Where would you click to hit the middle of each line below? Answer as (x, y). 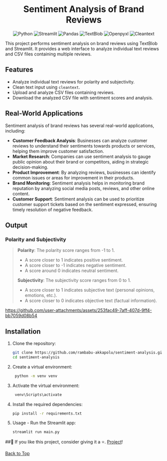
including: (15, 130)
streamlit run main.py (36, 432)
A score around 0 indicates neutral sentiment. (72, 270)
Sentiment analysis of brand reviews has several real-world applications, (80, 125)
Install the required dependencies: (48, 404)
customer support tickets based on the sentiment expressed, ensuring (84, 204)
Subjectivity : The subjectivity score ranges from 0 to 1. (74, 280)
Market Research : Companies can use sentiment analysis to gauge (82, 156)
